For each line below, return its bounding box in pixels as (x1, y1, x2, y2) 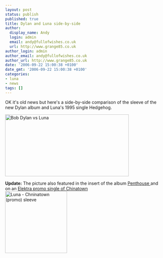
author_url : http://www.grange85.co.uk (5, 58, 87, 63)
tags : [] (5, 85, 23, 91)
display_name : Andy (9, 30, 50, 35)
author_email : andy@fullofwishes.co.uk (5, 53, 87, 58)
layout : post (5, 7, 32, 12)
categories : (5, 72, 30, 77)
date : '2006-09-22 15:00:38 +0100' (5, 62, 79, 67)
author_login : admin (5, 49, 48, 53)
